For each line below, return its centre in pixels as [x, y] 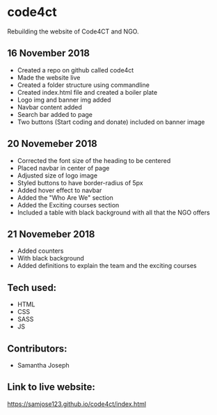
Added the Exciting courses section [68, 205]
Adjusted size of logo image [57, 175]
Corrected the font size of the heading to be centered [94, 160]
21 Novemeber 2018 [51, 234]
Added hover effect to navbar [59, 190]
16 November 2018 [49, 53]
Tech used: [32, 287]
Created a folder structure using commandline [83, 85]
